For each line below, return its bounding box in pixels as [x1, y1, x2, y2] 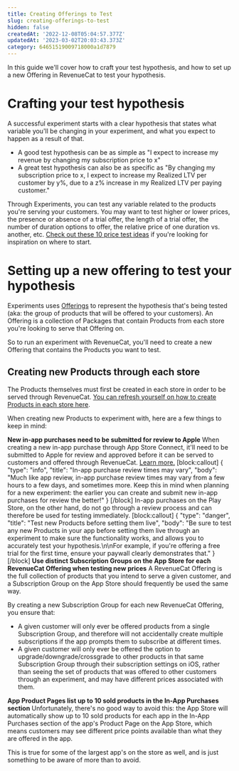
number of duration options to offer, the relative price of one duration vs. [7, 222, 221, 231]
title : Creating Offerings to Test [7, 10, 113, 18]
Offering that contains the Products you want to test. [7, 345, 161, 353]
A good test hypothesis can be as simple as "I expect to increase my [17, 148, 219, 157]
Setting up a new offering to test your [7, 263, 232, 279]
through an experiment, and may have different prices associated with [17, 675, 223, 683]
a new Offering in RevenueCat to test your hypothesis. [7, 71, 166, 79]
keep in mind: [7, 421, 48, 430]
